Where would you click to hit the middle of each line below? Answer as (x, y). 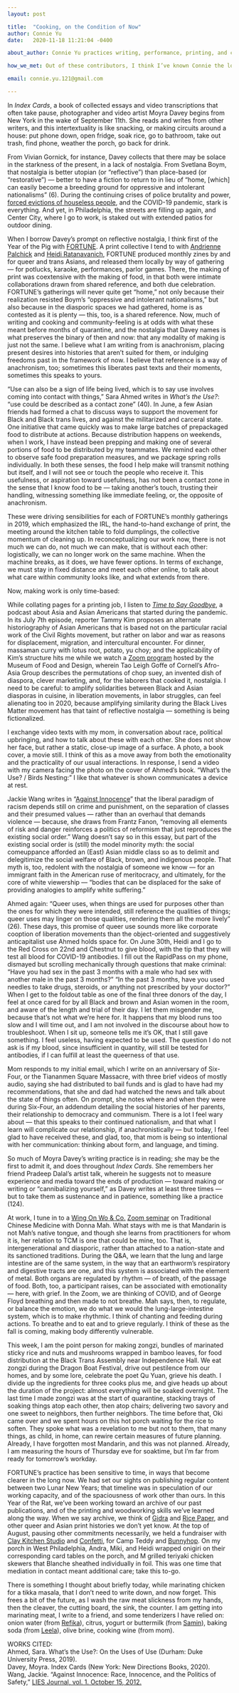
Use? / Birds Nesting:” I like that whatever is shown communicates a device (118, 777)
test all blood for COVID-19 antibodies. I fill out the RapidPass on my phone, (118, 957)
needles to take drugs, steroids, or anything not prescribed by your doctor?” (119, 987)
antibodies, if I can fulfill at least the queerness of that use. (94, 1055)
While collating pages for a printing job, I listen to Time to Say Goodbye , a (115, 604)
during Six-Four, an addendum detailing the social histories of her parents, (116, 1106)
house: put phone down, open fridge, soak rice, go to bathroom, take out (114, 135)
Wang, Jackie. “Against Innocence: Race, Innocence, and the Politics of (112, 1674)
